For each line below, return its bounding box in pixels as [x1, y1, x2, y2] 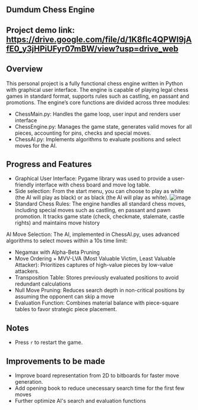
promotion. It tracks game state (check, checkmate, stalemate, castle [14, 213, 185, 220]
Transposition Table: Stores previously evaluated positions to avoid [14, 274, 179, 281]
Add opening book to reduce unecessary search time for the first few [14, 384, 185, 392]
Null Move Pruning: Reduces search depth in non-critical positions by [14, 287, 185, 294]
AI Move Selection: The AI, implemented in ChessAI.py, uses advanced [6, 231, 180, 238]
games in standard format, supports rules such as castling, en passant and [6, 92, 189, 100]
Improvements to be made [6, 356, 105, 366]
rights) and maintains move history [14, 219, 100, 226]
